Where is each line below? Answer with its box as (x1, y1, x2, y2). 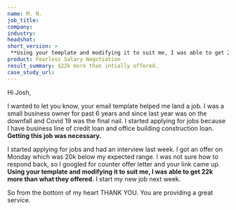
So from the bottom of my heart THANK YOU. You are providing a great (7, 188, 214, 197)
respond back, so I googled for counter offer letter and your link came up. (7, 160, 221, 168)
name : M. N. (7, 10, 42, 17)
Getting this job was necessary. (7, 131, 102, 140)
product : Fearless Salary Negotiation (7, 56, 121, 63)
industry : (7, 29, 37, 37)
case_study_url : (7, 69, 55, 76)
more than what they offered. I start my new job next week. (7, 174, 181, 183)
